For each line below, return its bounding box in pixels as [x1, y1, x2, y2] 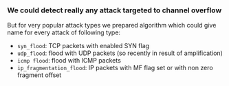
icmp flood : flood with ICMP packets [17, 56, 122, 65]
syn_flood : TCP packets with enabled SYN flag [17, 42, 150, 50]
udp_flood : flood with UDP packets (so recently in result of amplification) [17, 49, 223, 57]
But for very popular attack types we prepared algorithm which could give [7, 21, 217, 30]
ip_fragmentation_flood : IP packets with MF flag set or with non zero [17, 64, 213, 72]
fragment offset [17, 71, 62, 79]
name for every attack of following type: [7, 28, 121, 36]
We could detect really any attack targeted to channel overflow [7, 6, 222, 15]
